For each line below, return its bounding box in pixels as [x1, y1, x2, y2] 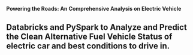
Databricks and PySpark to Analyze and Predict [6, 22, 187, 32]
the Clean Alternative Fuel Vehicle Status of [6, 32, 173, 42]
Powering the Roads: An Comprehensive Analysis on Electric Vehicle [6, 5, 182, 12]
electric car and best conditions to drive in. [6, 41, 170, 51]
